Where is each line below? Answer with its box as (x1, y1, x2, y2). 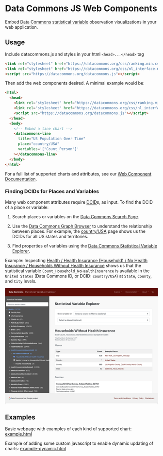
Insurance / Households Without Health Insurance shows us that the (5, 263, 142, 268)
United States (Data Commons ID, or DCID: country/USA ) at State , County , (5, 273, 152, 279)
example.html (5, 431, 33, 437)
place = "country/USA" (17, 141, 60, 146)
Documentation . (5, 176, 37, 182)
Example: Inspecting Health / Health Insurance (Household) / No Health (5, 257, 148, 263)
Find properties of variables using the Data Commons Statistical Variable (12, 243, 158, 248)
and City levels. (5, 278, 37, 284)
